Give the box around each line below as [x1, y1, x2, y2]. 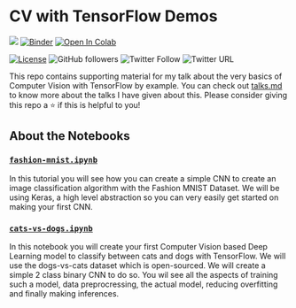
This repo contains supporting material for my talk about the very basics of [9, 71, 283, 81]
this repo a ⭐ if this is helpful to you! [9, 99, 141, 110]
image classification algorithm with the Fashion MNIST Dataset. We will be [9, 182, 280, 193]
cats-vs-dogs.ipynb [9, 223, 93, 234]
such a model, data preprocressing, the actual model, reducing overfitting [9, 279, 278, 289]
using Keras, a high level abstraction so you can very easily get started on [9, 192, 279, 203]
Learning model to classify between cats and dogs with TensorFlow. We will [9, 250, 286, 261]
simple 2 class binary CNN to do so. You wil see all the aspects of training [9, 269, 278, 280]
